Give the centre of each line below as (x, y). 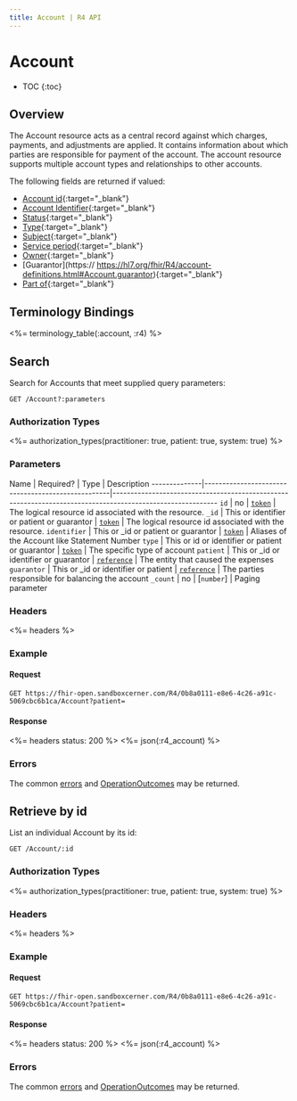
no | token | (256, 502)
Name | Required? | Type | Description (79, 483)
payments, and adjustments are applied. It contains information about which (149, 145)
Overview (37, 114)
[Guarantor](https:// (58, 265)
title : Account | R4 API (55, 17)
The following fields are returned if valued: (87, 181)
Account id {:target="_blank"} (75, 199)
